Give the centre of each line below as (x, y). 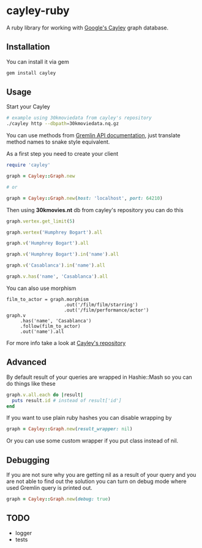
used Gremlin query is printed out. (50, 488)
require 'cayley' (28, 165)
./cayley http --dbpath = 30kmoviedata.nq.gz (63, 124)
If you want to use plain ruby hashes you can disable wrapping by (89, 418)
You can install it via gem (38, 61)
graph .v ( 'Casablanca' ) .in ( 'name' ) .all (56, 265)
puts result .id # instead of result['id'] (67, 400)
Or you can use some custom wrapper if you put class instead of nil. (92, 441)
